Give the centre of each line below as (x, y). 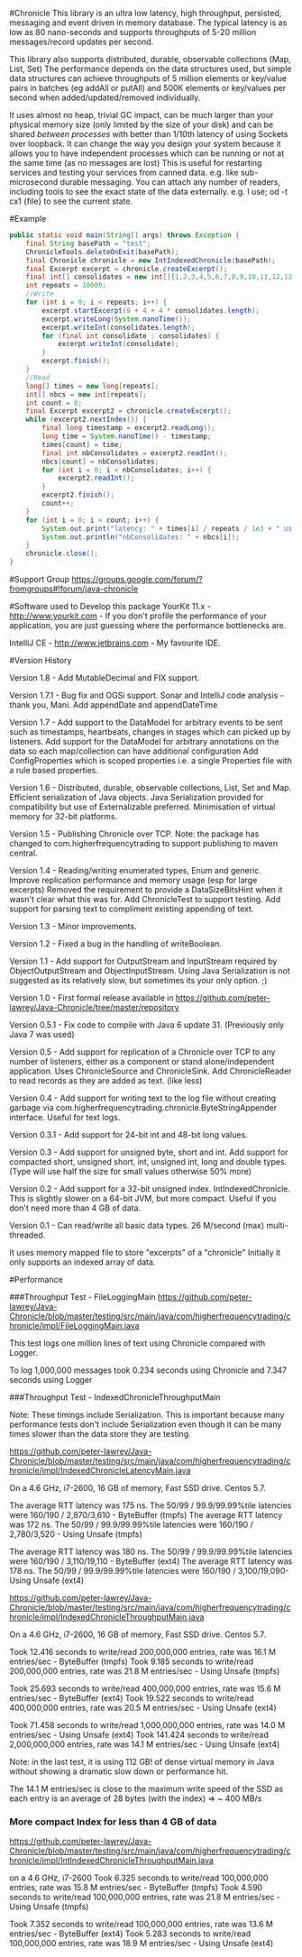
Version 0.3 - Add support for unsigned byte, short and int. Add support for (149, 1152)
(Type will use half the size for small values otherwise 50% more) (131, 1171)
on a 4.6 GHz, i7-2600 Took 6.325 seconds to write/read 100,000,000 (139, 1878)
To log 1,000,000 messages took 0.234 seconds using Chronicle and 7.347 (148, 1370)
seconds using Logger (51, 1380)
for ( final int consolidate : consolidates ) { (131, 336)
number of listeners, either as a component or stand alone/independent (142, 1061)
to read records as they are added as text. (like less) (106, 1080)
